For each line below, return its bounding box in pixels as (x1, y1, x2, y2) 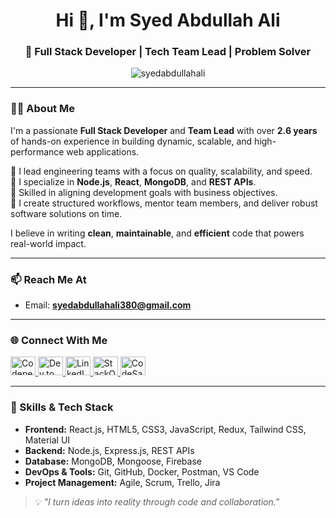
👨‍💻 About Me (10, 102, 75, 116)
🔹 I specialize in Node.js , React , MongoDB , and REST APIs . (10, 175, 257, 188)
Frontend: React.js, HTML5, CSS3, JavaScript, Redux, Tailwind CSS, (24, 423, 307, 435)
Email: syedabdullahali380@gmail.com (24, 299, 192, 311)
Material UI (24, 434, 71, 446)
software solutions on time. (10, 207, 123, 219)
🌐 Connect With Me (10, 334, 108, 347)
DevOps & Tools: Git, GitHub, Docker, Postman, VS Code (24, 465, 260, 478)
